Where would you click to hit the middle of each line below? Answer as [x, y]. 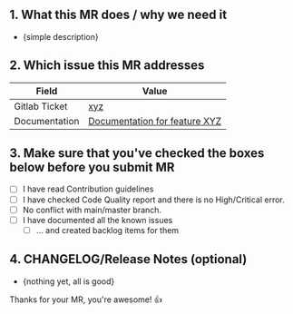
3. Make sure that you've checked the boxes [137, 153]
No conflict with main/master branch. [92, 210]
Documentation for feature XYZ [155, 121]
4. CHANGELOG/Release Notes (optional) [128, 259]
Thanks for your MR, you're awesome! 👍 [86, 299]
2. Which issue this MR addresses [107, 66]
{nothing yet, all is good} [68, 281]
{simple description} [60, 36]
